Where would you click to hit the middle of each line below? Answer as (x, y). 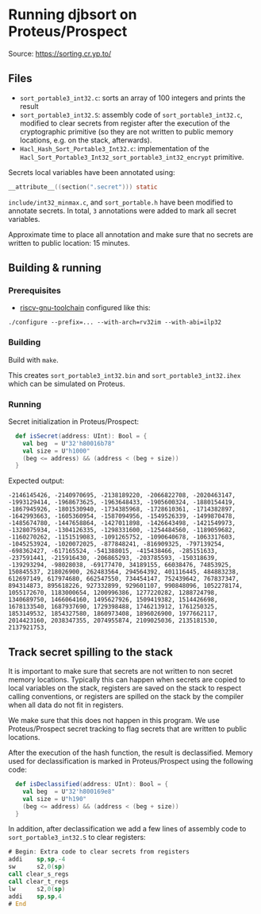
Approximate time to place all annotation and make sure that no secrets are (131, 234)
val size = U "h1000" (56, 451)
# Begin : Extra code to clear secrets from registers (99, 852)
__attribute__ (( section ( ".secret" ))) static (83, 187)
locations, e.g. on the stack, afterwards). (86, 140)
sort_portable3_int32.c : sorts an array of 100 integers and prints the (132, 98)
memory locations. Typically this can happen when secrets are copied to (127, 680)
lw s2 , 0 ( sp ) (37, 889)
